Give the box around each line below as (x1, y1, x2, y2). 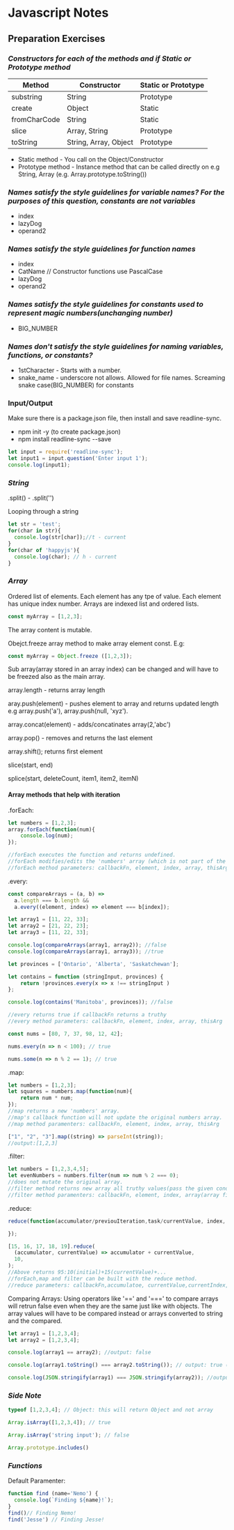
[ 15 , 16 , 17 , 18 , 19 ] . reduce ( (8, 1243, 96, 1250)
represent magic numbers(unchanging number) (8, 308, 173, 318)
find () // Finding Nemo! (8, 1509, 77, 1517)
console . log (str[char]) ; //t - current (14, 534, 127, 541)
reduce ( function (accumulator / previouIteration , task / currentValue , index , (8, 1218, 226, 1225)
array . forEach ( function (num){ (8, 826, 96, 833)
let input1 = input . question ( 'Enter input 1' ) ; (8, 455, 149, 462)
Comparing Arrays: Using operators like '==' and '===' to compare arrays (8, 1294, 219, 1303)
